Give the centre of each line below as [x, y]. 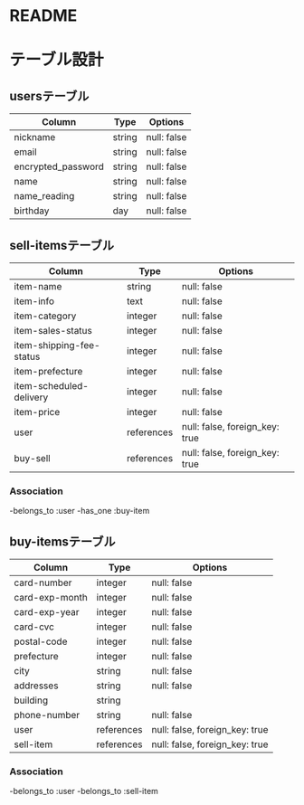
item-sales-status [53, 331]
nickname [35, 137]
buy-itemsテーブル [62, 541]
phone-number [47, 715]
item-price [37, 412]
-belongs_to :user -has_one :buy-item [80, 511]
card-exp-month [51, 598]
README [43, 16]
